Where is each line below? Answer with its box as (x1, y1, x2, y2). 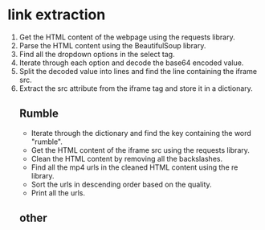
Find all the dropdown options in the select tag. (18, 49, 175, 59)
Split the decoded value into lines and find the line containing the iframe (18, 66, 258, 76)
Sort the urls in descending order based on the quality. (31, 179, 212, 189)
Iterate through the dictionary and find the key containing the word (31, 128, 252, 138)
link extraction (7, 6, 106, 24)
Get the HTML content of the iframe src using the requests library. (31, 145, 251, 154)
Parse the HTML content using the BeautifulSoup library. (18, 40, 206, 50)
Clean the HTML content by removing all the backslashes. (31, 154, 222, 163)
